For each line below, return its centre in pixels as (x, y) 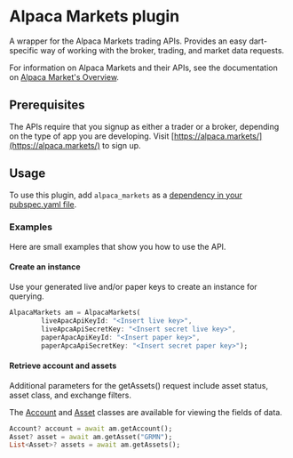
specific (24, 50)
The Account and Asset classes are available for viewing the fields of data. (146, 412)
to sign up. (121, 145)
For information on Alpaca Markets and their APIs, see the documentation (143, 68)
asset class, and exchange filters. (70, 395)
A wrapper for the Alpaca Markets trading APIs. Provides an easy (128, 41)
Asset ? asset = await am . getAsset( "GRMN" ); (91, 437)
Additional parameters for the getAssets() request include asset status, (139, 385)
